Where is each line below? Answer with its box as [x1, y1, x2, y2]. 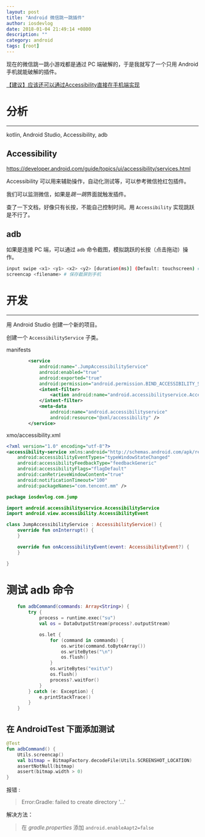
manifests [6, 346, 31, 354]
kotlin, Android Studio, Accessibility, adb [6, 131, 108, 138]
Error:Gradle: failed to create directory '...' [21, 799, 126, 806]
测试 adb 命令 [6, 583, 74, 597]
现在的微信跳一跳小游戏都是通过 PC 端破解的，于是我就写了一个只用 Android [6, 60, 198, 68]
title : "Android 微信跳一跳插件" [6, 15, 85, 21]
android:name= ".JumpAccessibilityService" [38, 364, 149, 370]
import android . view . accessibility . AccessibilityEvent [6, 511, 149, 517]
